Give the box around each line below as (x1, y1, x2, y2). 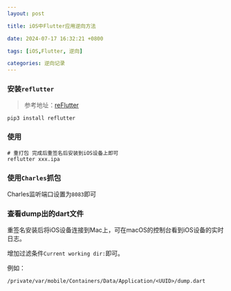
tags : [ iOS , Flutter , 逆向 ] (7, 48, 83, 55)
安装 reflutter (7, 84, 55, 94)
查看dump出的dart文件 (7, 209, 84, 218)
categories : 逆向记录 (7, 60, 66, 67)
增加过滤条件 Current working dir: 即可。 (7, 250, 124, 258)
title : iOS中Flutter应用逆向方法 (7, 22, 96, 30)
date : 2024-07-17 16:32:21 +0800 (7, 35, 104, 42)
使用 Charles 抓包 (7, 173, 62, 182)
